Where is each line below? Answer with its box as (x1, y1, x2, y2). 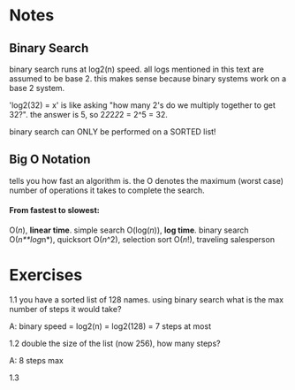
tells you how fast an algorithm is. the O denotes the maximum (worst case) (9, 175, 284, 186)
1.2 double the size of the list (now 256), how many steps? (9, 338, 221, 348)
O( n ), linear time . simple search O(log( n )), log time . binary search (9, 225, 249, 235)
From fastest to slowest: (9, 205, 100, 216)
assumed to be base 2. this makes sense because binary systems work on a (9, 73, 287, 84)
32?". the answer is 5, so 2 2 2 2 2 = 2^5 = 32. (9, 110, 168, 119)
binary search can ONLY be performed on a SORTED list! (9, 126, 216, 137)
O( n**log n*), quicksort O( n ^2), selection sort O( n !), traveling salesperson (9, 234, 276, 245)
